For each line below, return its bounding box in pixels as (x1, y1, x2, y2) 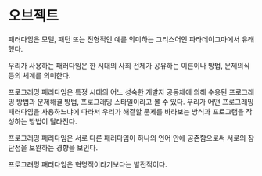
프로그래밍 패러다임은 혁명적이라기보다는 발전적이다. (8, 160, 167, 169)
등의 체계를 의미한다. (8, 70, 71, 80)
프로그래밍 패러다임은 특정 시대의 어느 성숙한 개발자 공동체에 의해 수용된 (8, 87, 228, 96)
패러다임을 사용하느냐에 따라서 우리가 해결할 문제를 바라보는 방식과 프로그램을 (8, 106, 245, 116)
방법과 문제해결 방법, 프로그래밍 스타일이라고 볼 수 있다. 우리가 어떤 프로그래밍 (16, 97, 254, 106)
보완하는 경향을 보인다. (28, 142, 99, 153)
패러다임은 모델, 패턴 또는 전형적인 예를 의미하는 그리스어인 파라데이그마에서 (8, 34, 240, 44)
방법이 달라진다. (28, 117, 77, 126)
